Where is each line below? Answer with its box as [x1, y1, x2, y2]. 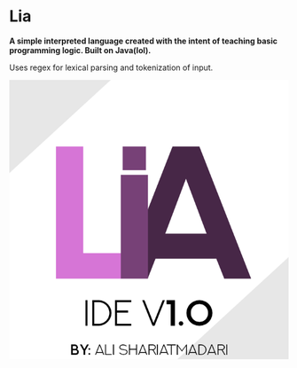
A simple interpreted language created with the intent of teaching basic [9, 35, 277, 46]
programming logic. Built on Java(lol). [9, 44, 152, 55]
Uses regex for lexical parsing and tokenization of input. [9, 62, 214, 73]
